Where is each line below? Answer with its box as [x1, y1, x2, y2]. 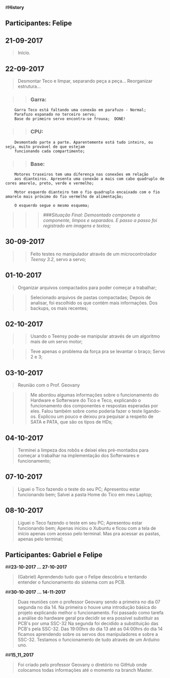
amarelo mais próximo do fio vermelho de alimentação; [5, 194, 124, 199]
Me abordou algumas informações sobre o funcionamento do [30, 392, 159, 398]
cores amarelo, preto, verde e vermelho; [5, 180, 94, 186]
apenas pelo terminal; [17, 536, 63, 542]
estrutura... [17, 83, 41, 89]
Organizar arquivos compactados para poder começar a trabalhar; [17, 284, 157, 290]
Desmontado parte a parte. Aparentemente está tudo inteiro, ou [14, 140, 153, 145]
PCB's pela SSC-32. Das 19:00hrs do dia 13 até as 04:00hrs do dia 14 [17, 626, 163, 632]
